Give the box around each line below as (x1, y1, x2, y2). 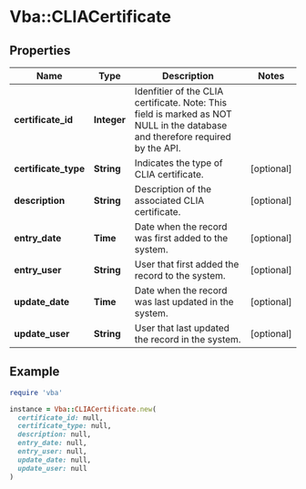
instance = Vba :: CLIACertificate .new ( (9, 404, 157, 413)
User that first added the (134, 258, 240, 270)
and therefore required (134, 130, 231, 143)
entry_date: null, (17, 439, 88, 448)
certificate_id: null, (17, 413, 104, 423)
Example (9, 364, 60, 380)
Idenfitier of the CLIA (134, 85, 224, 97)
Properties (9, 43, 71, 58)
